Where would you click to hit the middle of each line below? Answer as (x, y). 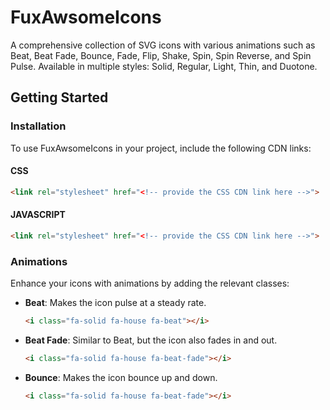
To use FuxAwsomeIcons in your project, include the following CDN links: (161, 148)
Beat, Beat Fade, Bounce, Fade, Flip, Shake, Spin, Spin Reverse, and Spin (161, 55)
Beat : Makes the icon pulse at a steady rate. (115, 303)
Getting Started (59, 97)
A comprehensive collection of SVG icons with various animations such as (163, 45)
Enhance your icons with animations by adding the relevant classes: (150, 283)
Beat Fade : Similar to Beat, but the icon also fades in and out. (151, 340)
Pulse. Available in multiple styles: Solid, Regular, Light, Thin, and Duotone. (164, 66)
